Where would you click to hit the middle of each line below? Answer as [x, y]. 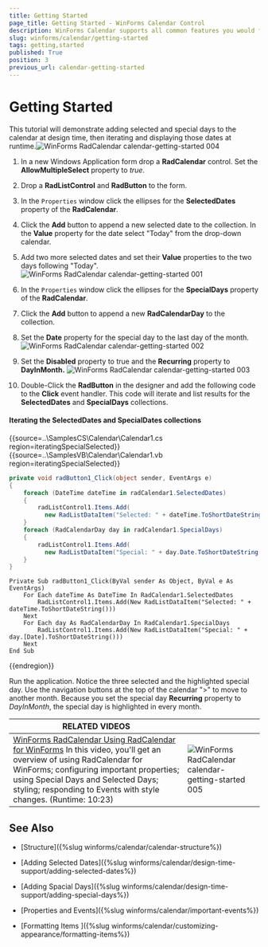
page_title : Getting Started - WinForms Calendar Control [107, 23]
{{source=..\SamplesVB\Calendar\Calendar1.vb [86, 454]
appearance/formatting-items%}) [75, 934]
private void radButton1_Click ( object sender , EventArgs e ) [111, 478]
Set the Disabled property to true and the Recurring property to [125, 361]
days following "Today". [59, 265]
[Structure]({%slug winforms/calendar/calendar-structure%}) [121, 847]
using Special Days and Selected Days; [85, 780]
